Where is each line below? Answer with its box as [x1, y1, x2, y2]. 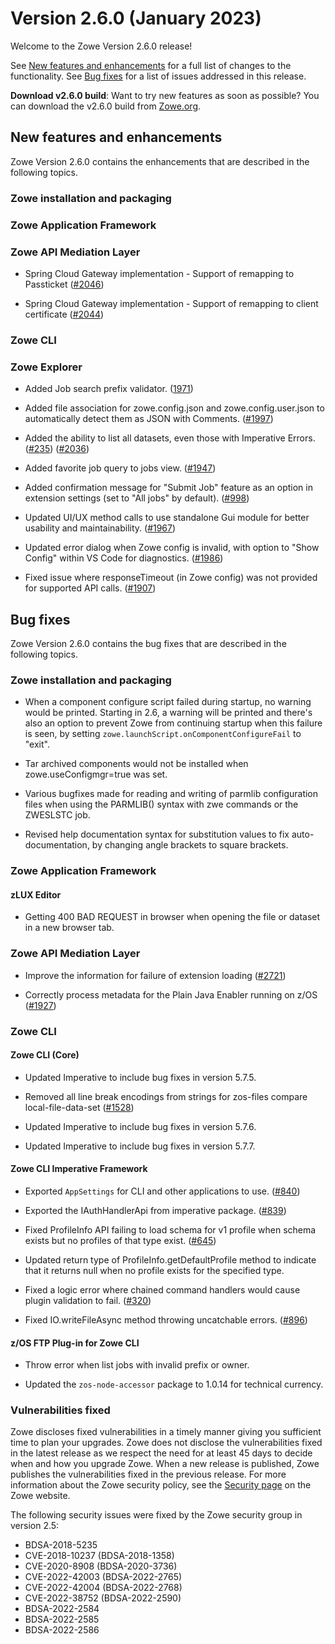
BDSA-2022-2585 [24, 1613, 100, 1626]
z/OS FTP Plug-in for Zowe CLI [10, 1337, 140, 1349]
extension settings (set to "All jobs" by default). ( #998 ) [24, 492, 250, 504]
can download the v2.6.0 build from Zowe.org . [10, 100, 202, 112]
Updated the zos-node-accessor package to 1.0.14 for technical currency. [24, 1378, 324, 1391]
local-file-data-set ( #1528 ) [24, 1101, 135, 1113]
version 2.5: [10, 1520, 60, 1532]
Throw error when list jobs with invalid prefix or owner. [24, 1359, 250, 1371]
